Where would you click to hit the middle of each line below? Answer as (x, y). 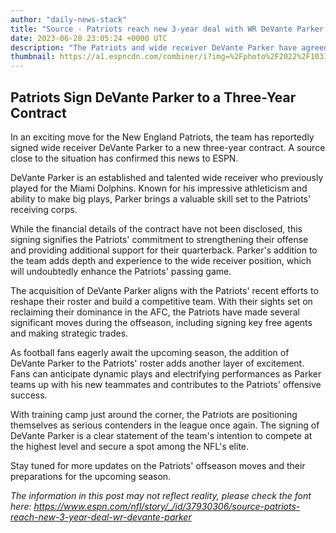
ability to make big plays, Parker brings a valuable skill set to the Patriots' (161, 198)
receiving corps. (44, 209)
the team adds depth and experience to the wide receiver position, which (161, 260)
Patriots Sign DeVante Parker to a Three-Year (153, 97)
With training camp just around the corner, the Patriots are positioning (154, 414)
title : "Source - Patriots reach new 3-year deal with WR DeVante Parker (167, 29)
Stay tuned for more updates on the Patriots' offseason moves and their (158, 465)
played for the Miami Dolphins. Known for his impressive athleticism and (159, 188)
